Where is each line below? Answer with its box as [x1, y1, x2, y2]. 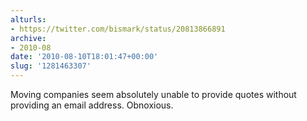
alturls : [10, 14, 47, 25]
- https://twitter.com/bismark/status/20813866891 [10, 24, 226, 34]
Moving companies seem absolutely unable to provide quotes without [10, 89, 297, 100]
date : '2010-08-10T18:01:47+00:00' [10, 52, 159, 62]
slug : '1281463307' [10, 61, 92, 71]
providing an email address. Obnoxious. [10, 99, 174, 111]
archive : [10, 33, 47, 43]
